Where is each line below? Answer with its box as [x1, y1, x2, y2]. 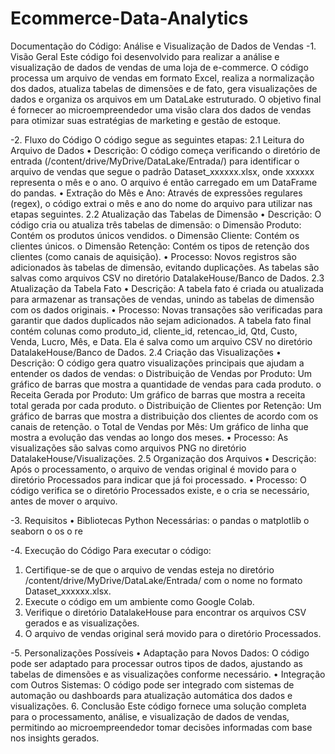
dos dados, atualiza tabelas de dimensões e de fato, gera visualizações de [10, 82, 318, 94]
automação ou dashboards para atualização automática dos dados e [10, 689, 293, 701]
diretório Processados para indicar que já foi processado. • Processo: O [10, 473, 307, 486]
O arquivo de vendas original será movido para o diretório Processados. [24, 627, 322, 639]
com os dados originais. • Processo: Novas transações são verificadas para [10, 303, 323, 316]
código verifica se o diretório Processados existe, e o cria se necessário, [10, 484, 310, 496]
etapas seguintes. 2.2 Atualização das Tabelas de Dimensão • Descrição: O [10, 208, 322, 220]
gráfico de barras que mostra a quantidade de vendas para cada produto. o [10, 378, 322, 390]
